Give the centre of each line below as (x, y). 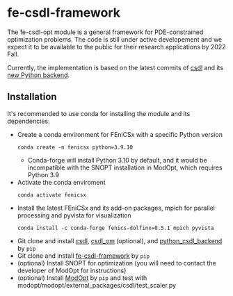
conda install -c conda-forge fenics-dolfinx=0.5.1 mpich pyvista (115, 228)
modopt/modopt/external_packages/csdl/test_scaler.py (96, 285)
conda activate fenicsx (52, 195)
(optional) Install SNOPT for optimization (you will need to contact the (117, 263)
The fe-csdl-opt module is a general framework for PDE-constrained (105, 32)
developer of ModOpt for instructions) (72, 270)
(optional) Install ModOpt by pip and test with (82, 278)
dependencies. (29, 121)
